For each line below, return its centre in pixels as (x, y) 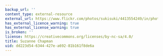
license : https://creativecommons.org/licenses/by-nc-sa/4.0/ (69, 37)
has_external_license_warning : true (42, 28)
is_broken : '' (19, 32)
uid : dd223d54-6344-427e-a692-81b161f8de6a (50, 46)
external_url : (19, 19)
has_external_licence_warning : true (42, 23)
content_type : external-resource (39, 14)
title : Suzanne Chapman (29, 41)
